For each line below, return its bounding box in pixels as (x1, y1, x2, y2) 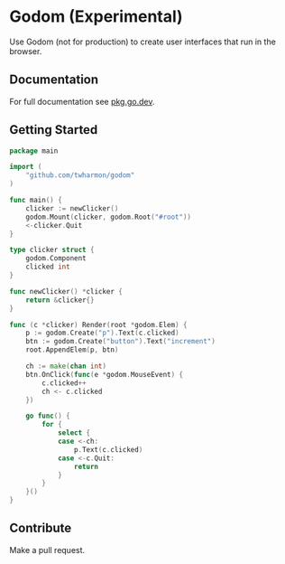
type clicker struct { (9, 246, 95, 255)
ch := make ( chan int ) (25, 362, 106, 371)
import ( (9, 163, 42, 172)
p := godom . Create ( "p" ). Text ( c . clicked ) (25, 328, 179, 338)
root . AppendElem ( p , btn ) (25, 345, 119, 354)
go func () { (25, 411, 70, 421)
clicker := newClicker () (25, 203, 119, 213)
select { (57, 428, 91, 437)
